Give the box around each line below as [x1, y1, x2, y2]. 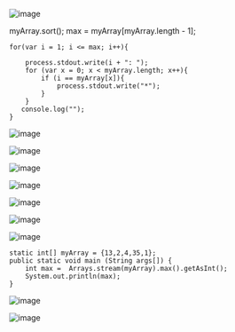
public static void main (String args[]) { [9, 257, 173, 265]
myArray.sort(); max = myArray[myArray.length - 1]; [9, 26, 197, 36]
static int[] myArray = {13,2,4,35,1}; [9, 249, 157, 257]
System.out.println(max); [25, 272, 121, 281]
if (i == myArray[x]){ [41, 74, 125, 83]
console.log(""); [20, 105, 86, 114]
